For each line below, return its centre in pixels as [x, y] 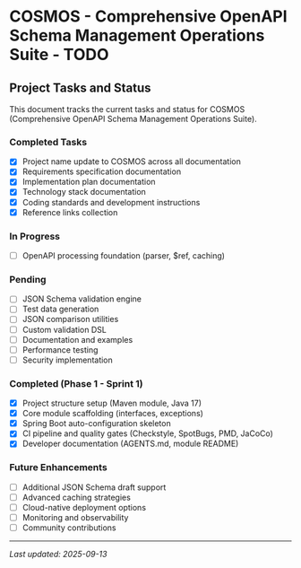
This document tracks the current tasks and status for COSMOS [127, 109]
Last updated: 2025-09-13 [58, 554]
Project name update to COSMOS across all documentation [132, 162]
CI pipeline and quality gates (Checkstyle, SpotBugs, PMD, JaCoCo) [147, 433]
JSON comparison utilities [70, 319]
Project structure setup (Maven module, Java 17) [112, 403]
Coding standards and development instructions [111, 202]
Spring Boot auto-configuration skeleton [97, 424]
